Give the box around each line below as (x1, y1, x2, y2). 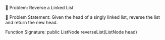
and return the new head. (5, 20, 58, 25)
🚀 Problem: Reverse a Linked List (5, 5, 74, 10)
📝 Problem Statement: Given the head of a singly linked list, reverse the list (5, 14, 160, 20)
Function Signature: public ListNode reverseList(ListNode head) (5, 29, 137, 35)
